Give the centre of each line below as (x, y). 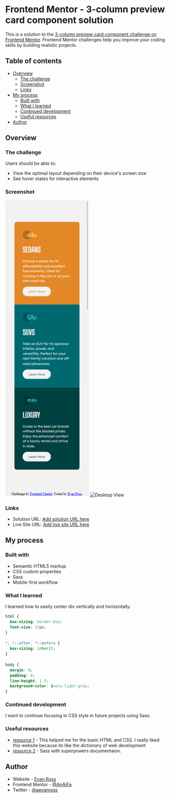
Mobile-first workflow (35, 582)
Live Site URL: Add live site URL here (51, 524)
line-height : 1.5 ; (29, 681)
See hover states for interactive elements (56, 179)
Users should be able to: (31, 163)
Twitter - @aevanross (35, 790)
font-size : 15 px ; (28, 627)
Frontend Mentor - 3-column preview (85, 9)
